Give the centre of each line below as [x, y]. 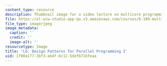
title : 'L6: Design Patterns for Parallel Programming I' [66, 51]
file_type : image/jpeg [29, 24]
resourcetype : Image [27, 47]
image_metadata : [22, 28]
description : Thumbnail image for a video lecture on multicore [73, 14]
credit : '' [21, 38]
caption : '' [22, 33]
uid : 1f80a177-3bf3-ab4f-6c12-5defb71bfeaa [51, 56]
